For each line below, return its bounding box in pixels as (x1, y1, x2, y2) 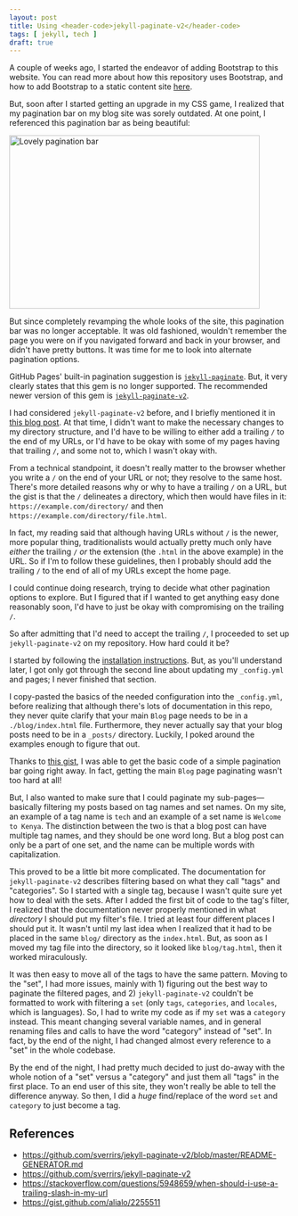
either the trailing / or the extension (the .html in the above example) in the (9, 546, 284, 558)
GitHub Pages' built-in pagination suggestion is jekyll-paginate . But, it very (9, 371, 288, 382)
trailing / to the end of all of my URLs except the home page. (9, 566, 231, 576)
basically (9, 802, 43, 813)
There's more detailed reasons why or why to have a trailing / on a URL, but (9, 482, 287, 492)
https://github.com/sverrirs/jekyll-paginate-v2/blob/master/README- (21, 1150, 278, 1161)
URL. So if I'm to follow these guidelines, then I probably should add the (9, 556, 272, 567)
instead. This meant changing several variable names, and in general (9, 1016, 262, 1027)
